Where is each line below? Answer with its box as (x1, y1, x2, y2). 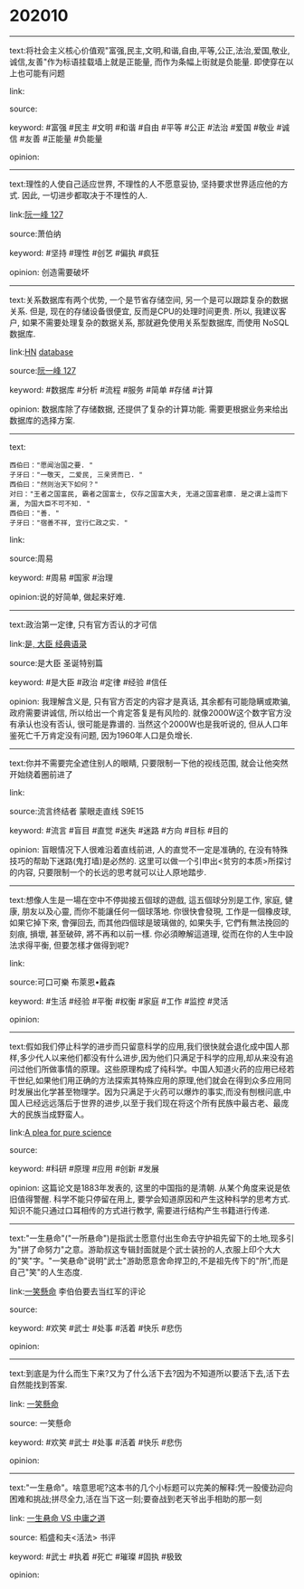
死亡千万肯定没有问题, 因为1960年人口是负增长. (16, 729, 193, 740)
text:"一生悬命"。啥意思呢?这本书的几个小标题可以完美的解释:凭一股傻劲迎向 (9, 1481, 294, 1493)
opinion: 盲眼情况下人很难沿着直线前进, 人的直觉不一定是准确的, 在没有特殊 (9, 843, 289, 855)
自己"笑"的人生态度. (9, 1266, 83, 1277)
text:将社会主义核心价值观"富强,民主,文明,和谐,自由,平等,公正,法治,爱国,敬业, (9, 44, 290, 55)
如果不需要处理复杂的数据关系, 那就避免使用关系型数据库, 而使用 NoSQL (21, 317, 290, 328)
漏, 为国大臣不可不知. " (9, 499, 90, 508)
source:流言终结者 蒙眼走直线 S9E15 (9, 805, 145, 816)
